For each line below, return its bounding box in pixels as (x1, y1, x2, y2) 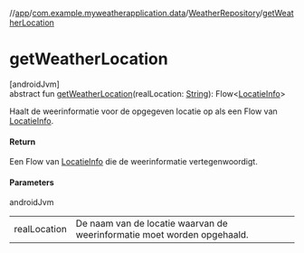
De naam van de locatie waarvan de (75, 217, 228, 230)
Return (9, 136, 36, 147)
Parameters (9, 176, 54, 188)
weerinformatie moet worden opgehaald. (75, 229, 249, 241)
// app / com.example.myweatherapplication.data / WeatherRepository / (9, 8, 263, 18)
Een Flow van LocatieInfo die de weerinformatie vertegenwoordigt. (9, 156, 258, 167)
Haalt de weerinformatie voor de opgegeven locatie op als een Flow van (9, 106, 278, 117)
